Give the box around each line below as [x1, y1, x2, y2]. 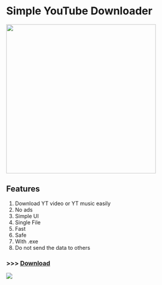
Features [6, 184, 40, 194]
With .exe [14, 237, 39, 245]
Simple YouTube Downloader [6, 4, 152, 18]
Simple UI [14, 212, 39, 219]
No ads [14, 206, 33, 213]
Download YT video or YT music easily [14, 200, 111, 207]
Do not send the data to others [14, 244, 91, 251]
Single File [14, 219, 41, 226]
